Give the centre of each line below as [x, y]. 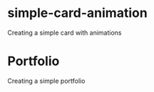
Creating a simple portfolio [46, 81]
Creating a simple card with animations [65, 33]
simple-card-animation [77, 13]
